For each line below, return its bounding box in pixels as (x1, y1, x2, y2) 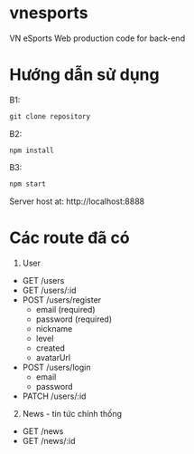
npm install (9, 146, 54, 155)
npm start (9, 179, 47, 188)
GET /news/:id (22, 435, 76, 446)
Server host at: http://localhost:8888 (9, 196, 145, 207)
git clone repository (9, 111, 91, 121)
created (35, 343, 65, 353)
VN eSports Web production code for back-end (9, 33, 186, 43)
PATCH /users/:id (22, 391, 87, 401)
